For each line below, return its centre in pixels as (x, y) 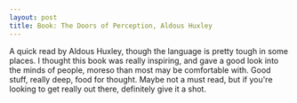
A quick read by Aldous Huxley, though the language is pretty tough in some (149, 51)
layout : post (33, 17)
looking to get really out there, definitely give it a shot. (108, 89)
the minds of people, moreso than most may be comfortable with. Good (140, 70)
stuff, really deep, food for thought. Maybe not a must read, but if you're (141, 79)
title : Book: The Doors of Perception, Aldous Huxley (111, 26)
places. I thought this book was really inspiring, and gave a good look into (144, 60)
